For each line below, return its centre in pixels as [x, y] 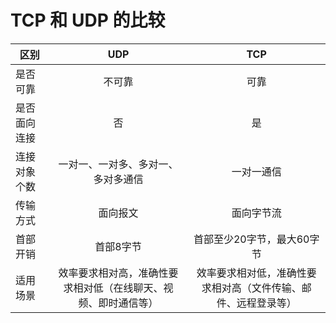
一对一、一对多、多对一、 [118, 164]
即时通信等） [128, 303]
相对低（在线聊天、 [118, 288]
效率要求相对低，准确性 [251, 273]
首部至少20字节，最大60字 [256, 239]
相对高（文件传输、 [256, 288]
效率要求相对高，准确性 [113, 273]
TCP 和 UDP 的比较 [88, 20]
